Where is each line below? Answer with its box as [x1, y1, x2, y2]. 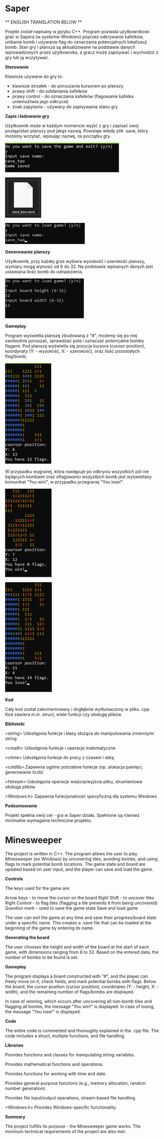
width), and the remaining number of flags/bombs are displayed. [5, 988, 135, 995]
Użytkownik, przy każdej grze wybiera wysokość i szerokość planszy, [5, 258, 145, 264]
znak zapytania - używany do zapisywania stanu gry [12, 104, 118, 110]
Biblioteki [5, 721, 25, 726]
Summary [5, 1114, 25, 1119]
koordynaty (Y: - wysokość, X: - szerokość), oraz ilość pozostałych [5, 348, 140, 354]
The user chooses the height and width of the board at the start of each [5, 944, 149, 950]
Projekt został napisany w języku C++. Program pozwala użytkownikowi [5, 28, 150, 34]
